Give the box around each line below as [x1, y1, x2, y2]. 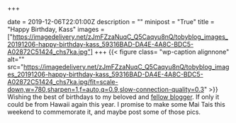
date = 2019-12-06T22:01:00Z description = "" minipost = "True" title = [7, 18, 215, 25]
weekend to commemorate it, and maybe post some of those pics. [7, 107, 201, 116]
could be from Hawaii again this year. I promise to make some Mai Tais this [7, 100, 225, 108]
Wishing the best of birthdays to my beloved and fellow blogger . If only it [7, 93, 220, 101]
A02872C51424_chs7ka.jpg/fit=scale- [7, 78, 118, 86]
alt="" [7, 55, 25, 64]
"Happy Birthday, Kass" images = [7, 25, 105, 33]
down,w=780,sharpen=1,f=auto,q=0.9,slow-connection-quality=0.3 [7, 86, 204, 93]
